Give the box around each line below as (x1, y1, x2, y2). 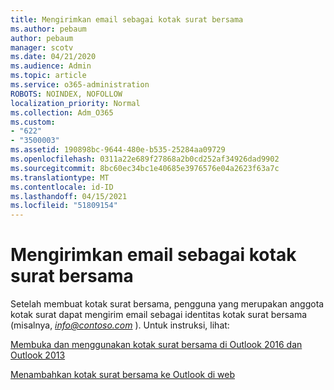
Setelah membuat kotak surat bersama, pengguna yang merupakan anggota (10, 298, 325, 310)
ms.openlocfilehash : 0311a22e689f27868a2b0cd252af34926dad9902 (10, 154, 280, 164)
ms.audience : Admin (10, 61, 92, 71)
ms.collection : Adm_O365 (10, 107, 114, 118)
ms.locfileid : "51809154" (10, 201, 118, 211)
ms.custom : (10, 117, 56, 127)
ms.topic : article (10, 71, 87, 81)
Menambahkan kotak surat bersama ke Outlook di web (10, 369, 236, 381)
